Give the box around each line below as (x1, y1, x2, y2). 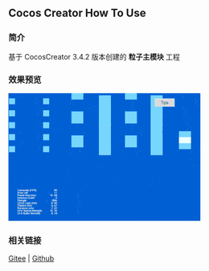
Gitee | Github (8, 253, 55, 264)
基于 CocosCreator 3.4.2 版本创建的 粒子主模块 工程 (8, 51, 181, 61)
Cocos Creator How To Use (8, 6, 146, 20)
